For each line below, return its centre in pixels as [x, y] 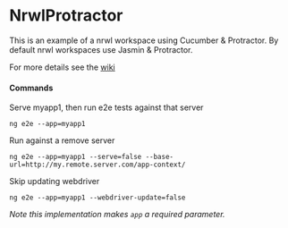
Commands [31, 88]
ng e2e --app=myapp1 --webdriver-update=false [97, 198]
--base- [160, 157]
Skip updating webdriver [55, 182]
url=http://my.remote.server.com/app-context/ [97, 165]
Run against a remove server [62, 140]
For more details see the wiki [62, 67]
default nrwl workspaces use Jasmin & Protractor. [101, 49]
